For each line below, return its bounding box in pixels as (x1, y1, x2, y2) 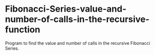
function (5, 24, 40, 35)
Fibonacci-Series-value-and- (5, 3, 127, 15)
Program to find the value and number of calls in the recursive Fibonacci (5, 40, 150, 46)
